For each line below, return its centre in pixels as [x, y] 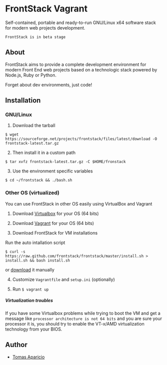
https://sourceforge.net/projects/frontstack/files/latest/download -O [81, 139]
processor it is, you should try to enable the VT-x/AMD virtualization [75, 323]
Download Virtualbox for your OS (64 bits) [56, 213]
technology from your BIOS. [34, 329]
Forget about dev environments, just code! [49, 84]
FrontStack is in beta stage [35, 37]
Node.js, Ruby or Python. [31, 75]
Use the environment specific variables [53, 171]
